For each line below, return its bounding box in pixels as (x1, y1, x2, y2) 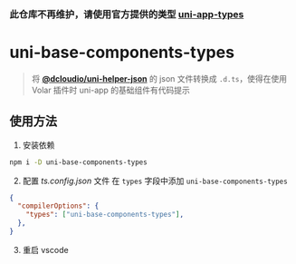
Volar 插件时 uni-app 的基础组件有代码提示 (31, 84, 190, 95)
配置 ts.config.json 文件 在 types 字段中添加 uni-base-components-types (22, 175, 288, 186)
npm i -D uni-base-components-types (9, 157, 148, 167)
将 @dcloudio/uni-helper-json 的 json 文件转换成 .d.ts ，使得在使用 (31, 73, 288, 83)
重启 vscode (22, 244, 70, 255)
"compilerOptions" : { (17, 201, 100, 210)
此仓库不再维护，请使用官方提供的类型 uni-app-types (9, 7, 244, 20)
